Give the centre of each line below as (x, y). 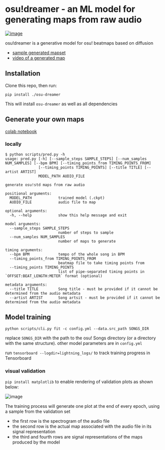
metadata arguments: (26, 285)
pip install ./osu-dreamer (33, 95)
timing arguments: (24, 250)
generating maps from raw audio (74, 20)
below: (12, 387)
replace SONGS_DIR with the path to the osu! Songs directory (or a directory (81, 338)
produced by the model (36, 442)
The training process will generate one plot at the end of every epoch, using (82, 406)
